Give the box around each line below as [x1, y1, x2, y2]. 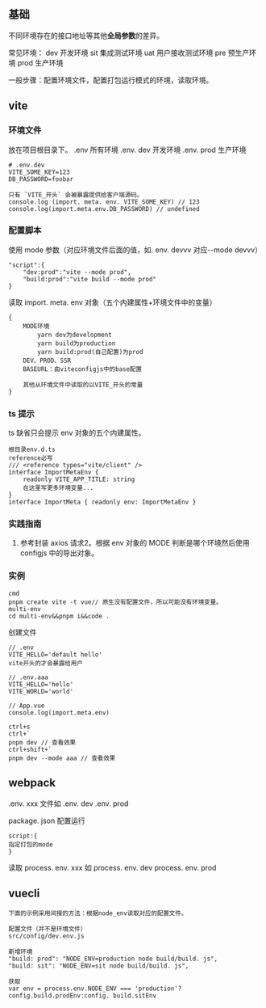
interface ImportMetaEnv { [8, 468, 99, 477]
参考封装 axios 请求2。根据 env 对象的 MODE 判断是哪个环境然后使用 [19, 538, 250, 548]
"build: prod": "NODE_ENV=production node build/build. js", [8, 955, 218, 964]
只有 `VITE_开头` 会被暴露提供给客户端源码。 [8, 191, 143, 199]
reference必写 [8, 454, 54, 462]
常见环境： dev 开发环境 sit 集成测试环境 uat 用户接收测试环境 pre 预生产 [8, 48, 250, 57]
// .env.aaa [8, 673, 48, 681]
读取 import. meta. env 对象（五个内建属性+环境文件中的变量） [8, 297, 217, 307]
